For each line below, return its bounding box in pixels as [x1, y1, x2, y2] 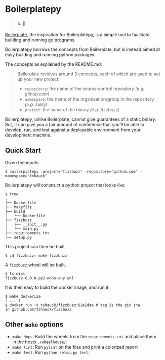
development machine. [5, 132, 52, 138]
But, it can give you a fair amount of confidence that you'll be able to [5, 121, 145, 127]
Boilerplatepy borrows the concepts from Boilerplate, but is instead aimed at [5, 46, 161, 52]
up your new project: [17, 76, 60, 82]
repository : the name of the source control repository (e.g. [24, 86, 145, 91]
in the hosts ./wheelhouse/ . [12, 339, 68, 345]
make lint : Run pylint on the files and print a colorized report [12, 344, 138, 350]
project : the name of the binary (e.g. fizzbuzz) [24, 106, 120, 112]
